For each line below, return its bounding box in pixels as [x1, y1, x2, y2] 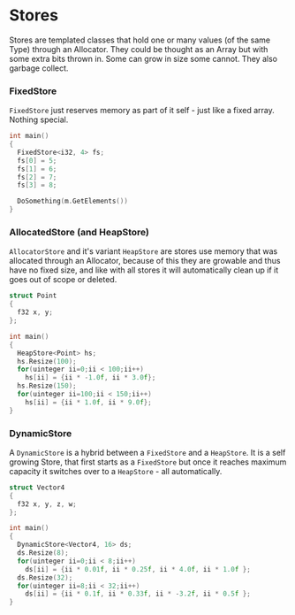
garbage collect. [9, 63, 69, 73]
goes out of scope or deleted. [9, 274, 117, 285]
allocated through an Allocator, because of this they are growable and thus [9, 256, 281, 266]
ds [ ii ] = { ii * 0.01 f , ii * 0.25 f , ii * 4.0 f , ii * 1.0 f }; [25, 565, 252, 573]
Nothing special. [9, 114, 69, 125]
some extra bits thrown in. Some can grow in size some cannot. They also [9, 53, 278, 64]
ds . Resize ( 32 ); [17, 573, 73, 582]
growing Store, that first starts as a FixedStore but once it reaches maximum [9, 457, 287, 467]
